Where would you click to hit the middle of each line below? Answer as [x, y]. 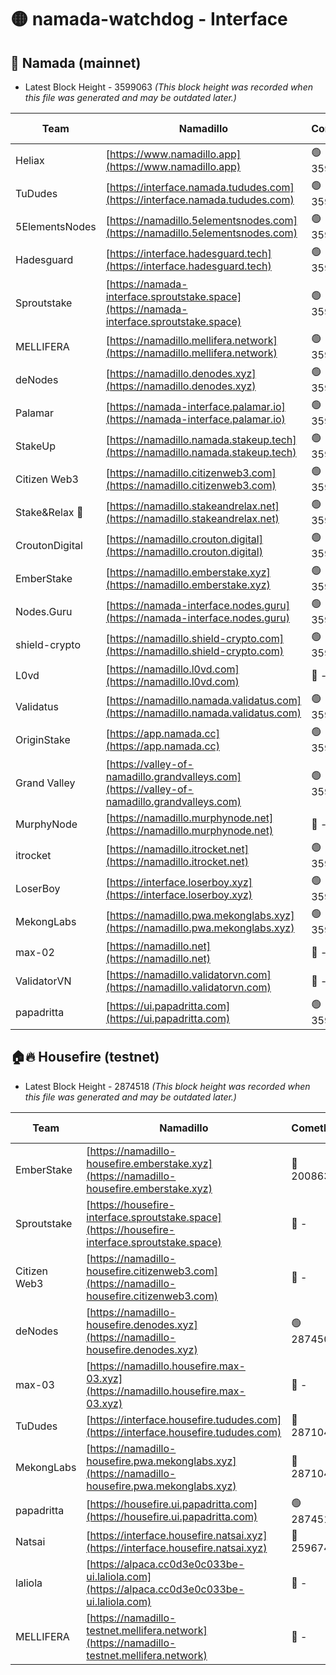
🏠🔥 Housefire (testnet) [85, 1057]
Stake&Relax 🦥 [49, 512]
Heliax [30, 160]
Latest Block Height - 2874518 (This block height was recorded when [167, 1086]
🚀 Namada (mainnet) [76, 62]
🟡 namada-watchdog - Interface [149, 19]
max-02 [35, 952]
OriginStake [43, 739]
